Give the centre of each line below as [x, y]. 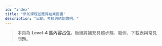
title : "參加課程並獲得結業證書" [35, 14]
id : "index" [17, 9]
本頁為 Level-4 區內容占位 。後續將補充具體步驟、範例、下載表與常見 [87, 33]
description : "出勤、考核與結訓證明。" [42, 18]
